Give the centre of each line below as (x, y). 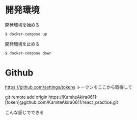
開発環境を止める (22, 44)
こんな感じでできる (25, 112)
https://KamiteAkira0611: (73, 97)
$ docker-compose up (26, 34)
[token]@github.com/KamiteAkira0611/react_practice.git (62, 102)
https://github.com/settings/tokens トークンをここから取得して (69, 87)
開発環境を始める (22, 25)
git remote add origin (26, 97)
